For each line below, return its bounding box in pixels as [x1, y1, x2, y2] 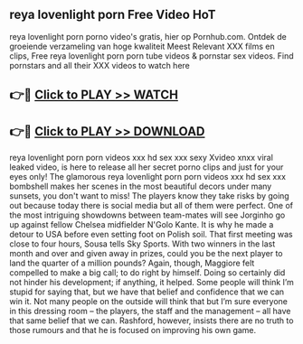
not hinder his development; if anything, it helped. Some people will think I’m [9, 277, 294, 288]
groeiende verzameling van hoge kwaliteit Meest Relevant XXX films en [9, 41, 275, 51]
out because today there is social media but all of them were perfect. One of [9, 200, 294, 211]
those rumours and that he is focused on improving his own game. [9, 325, 257, 336]
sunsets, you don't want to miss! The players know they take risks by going [9, 191, 289, 201]
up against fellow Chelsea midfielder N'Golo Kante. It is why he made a [9, 219, 274, 230]
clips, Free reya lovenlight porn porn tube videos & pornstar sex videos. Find [9, 50, 294, 61]
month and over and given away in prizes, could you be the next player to [9, 248, 283, 259]
